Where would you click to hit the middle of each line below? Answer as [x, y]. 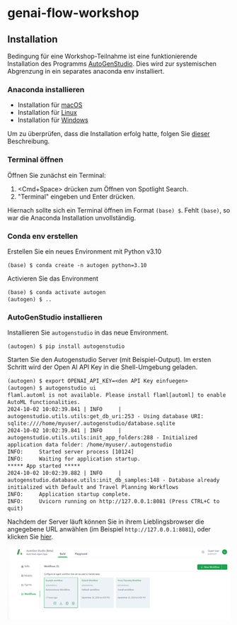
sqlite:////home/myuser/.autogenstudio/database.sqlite [91, 424]
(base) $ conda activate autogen [57, 292]
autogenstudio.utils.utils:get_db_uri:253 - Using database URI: [105, 417]
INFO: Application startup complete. [69, 495]
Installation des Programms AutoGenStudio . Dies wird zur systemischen [112, 64]
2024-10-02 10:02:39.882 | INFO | [64, 473]
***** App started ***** [44, 466]
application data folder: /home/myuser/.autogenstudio [90, 445]
